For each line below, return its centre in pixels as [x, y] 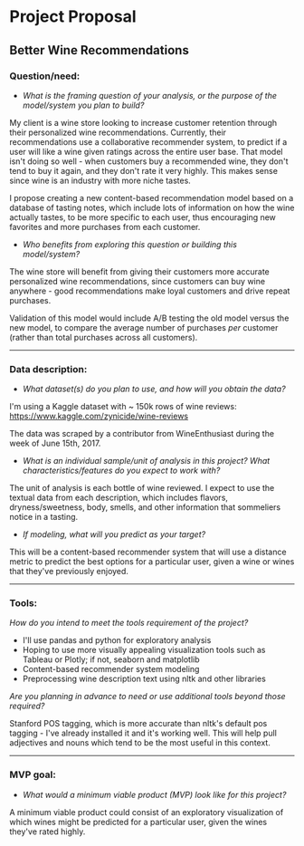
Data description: [48, 369]
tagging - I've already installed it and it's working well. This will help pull [143, 733]
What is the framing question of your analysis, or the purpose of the [150, 95]
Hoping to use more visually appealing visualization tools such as [144, 650]
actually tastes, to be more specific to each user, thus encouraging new [142, 217]
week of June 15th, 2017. [55, 443]
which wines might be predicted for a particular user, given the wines [138, 822]
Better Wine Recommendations [100, 50]
